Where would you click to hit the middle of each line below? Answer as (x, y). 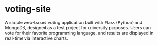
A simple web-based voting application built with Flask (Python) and (74, 22)
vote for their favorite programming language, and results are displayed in (79, 33)
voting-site (28, 9)
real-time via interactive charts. (36, 38)
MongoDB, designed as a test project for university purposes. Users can (78, 27)
